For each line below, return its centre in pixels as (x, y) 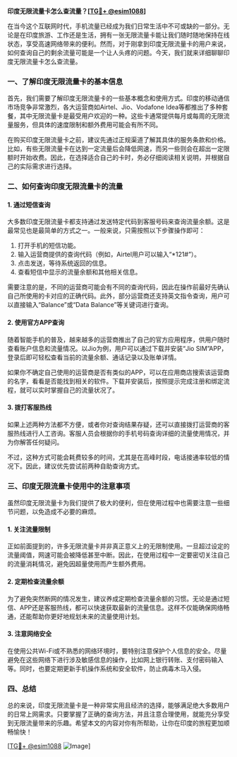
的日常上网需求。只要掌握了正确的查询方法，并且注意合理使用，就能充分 (112, 715)
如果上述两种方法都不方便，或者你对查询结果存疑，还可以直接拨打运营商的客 (119, 424)
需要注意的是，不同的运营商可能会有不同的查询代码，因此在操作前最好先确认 (119, 287)
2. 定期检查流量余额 (36, 581)
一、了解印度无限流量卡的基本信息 (65, 81)
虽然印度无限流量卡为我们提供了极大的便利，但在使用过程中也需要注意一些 (115, 503)
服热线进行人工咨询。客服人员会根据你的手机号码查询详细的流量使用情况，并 (119, 433)
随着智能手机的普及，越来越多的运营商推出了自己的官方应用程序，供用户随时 (119, 340)
